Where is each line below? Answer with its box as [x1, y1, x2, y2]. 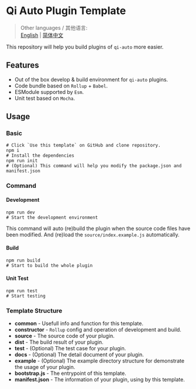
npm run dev [6, 209, 35, 215]
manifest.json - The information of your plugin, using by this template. [14, 376, 185, 383]
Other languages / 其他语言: [20, 24, 88, 31]
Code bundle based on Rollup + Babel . [14, 82, 108, 89]
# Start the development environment [6, 214, 98, 221]
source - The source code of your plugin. [14, 333, 115, 340]
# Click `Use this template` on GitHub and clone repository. [6, 143, 161, 148]
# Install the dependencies [6, 153, 75, 159]
